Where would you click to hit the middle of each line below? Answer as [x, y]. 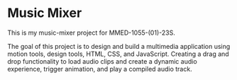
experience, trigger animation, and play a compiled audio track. [100, 69]
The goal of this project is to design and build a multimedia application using [119, 46]
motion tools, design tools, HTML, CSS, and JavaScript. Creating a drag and [118, 54]
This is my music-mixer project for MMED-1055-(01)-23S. [91, 33]
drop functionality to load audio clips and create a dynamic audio [102, 61]
